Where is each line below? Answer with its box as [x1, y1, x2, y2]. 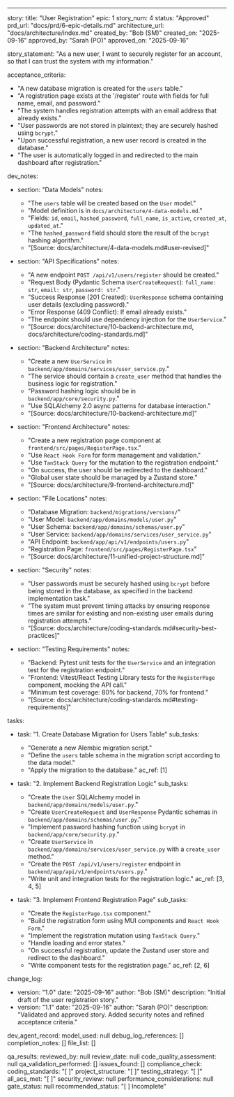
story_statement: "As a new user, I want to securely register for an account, [7, 50, 223, 58]
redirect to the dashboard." [27, 954, 106, 961]
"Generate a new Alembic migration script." [27, 743, 153, 752]
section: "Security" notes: [17, 566, 92, 574]
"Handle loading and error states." [27, 939, 126, 947]
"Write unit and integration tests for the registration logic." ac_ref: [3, [27, 875, 225, 882]
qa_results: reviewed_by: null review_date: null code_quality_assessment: [7, 1052, 217, 1061]
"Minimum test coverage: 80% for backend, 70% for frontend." [27, 688, 209, 696]
